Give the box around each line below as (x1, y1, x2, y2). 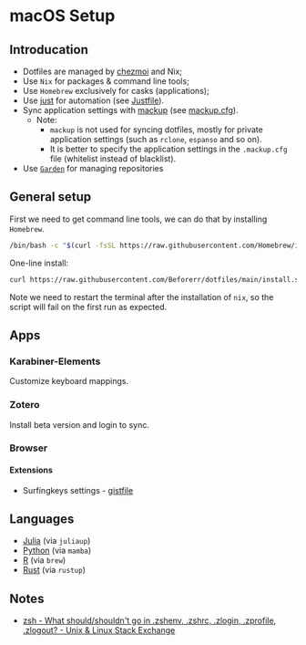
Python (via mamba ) (22, 545, 92, 557)
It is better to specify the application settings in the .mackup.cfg (49, 143, 288, 154)
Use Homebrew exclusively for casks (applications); (22, 86, 209, 96)
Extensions (9, 464, 53, 475)
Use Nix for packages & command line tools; (22, 76, 189, 87)
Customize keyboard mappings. (9, 376, 129, 387)
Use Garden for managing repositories (22, 163, 164, 173)
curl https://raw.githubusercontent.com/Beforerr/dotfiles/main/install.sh (9, 275, 303, 284)
